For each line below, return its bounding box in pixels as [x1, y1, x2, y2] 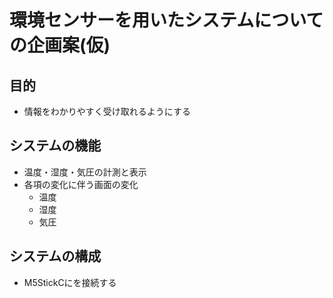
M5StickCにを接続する [23, 276, 117, 288]
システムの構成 [9, 248, 102, 265]
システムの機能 [9, 137, 102, 155]
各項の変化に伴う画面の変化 [23, 178, 139, 190]
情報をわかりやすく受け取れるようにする [23, 106, 191, 117]
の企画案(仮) [9, 34, 111, 57]
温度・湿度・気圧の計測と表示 [23, 166, 147, 178]
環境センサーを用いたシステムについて [9, 9, 324, 32]
